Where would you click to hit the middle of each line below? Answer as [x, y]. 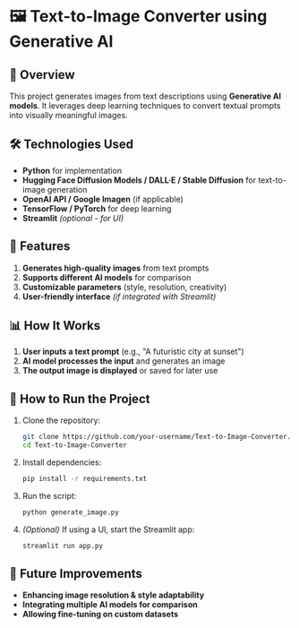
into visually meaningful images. [68, 115]
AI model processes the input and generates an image [124, 361]
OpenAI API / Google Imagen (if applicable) [103, 199]
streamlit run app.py [62, 546]
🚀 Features [40, 246]
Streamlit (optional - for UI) [73, 218]
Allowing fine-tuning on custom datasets [100, 615]
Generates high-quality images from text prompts [115, 268]
